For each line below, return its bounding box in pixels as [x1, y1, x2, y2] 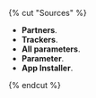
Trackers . [21, 35, 58, 45]
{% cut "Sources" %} [8, 8, 87, 18]
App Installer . [21, 62, 74, 73]
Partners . [21, 25, 57, 35]
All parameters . [21, 44, 81, 54]
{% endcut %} [8, 80, 62, 90]
